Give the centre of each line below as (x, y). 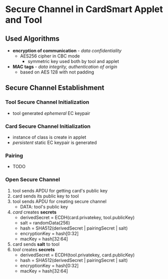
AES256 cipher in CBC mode (50, 56)
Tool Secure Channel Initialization (47, 102)
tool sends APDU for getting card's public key (60, 190)
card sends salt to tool (36, 244)
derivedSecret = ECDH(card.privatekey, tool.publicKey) (77, 217)
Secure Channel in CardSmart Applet (84, 9)
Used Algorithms (32, 39)
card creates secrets (35, 212)
